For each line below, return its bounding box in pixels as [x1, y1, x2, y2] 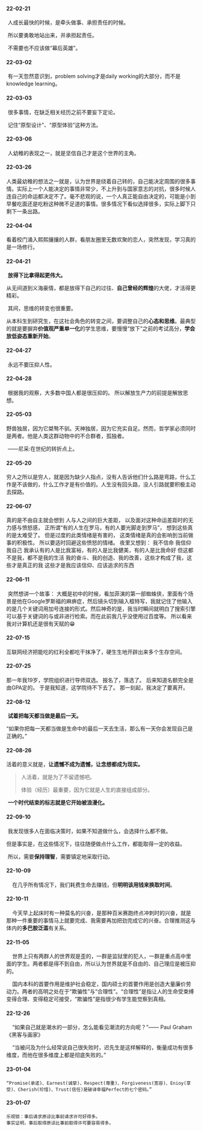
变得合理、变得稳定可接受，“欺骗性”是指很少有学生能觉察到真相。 [6, 995, 170, 1003]
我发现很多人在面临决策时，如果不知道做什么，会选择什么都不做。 [7, 827, 171, 835]
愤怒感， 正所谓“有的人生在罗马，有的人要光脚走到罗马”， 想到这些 [22, 524, 188, 531]
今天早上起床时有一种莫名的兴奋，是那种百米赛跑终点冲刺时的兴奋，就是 [11, 909, 191, 916]
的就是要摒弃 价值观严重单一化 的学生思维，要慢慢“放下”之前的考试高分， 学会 [6, 325, 195, 332]
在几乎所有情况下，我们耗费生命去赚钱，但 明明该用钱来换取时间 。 [11, 881, 176, 888]
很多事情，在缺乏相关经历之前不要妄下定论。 [7, 108, 118, 115]
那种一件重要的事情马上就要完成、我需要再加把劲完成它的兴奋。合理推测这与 [6, 917, 196, 924]
